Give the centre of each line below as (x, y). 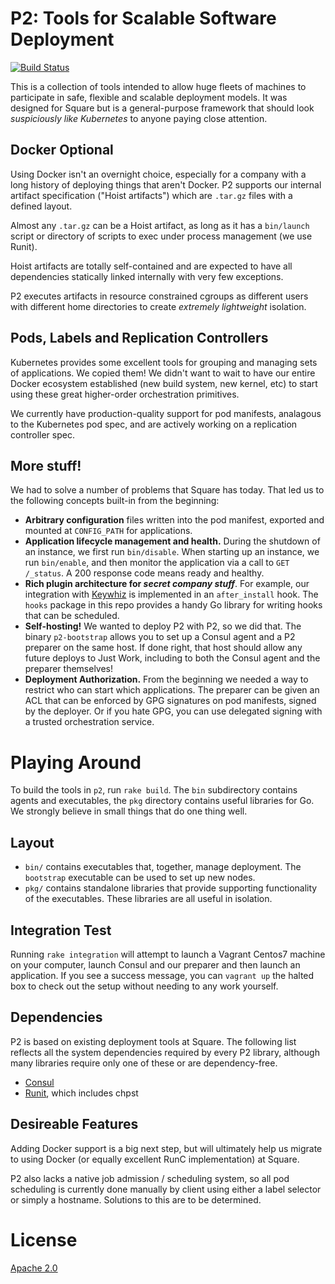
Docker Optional (62, 150)
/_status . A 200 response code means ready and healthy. (144, 573)
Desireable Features (74, 1124)
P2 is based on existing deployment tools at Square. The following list (153, 1041)
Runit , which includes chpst (81, 1093)
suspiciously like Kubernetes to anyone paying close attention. (139, 118)
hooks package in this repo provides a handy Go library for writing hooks (173, 605)
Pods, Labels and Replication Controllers (139, 338)
